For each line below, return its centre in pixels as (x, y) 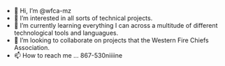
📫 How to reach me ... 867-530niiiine (68, 55)
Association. (32, 48)
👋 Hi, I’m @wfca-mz (43, 11)
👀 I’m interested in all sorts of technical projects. (83, 18)
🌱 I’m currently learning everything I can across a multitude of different (116, 25)
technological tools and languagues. (66, 33)
